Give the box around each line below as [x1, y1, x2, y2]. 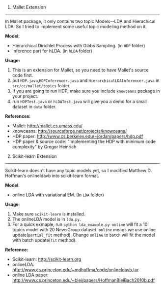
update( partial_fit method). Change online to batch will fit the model [12, 232, 155, 238]
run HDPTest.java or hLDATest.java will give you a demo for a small [12, 99, 147, 104]
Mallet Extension [12, 4, 46, 10]
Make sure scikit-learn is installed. [12, 211, 85, 216]
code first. [12, 72, 33, 78]
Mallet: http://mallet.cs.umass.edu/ [12, 123, 82, 129]
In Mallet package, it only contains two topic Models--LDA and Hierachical [5, 18, 156, 24]
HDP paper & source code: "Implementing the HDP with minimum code [12, 139, 156, 144]
